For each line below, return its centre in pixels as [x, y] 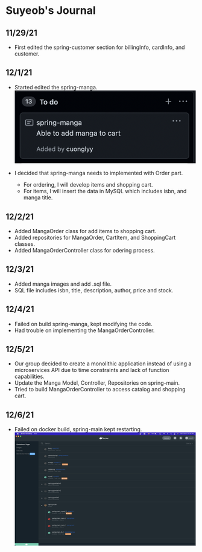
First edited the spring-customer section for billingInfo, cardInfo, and [99, 47]
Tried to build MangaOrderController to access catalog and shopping [100, 390]
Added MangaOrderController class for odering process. [84, 251]
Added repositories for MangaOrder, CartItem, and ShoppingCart [95, 238]
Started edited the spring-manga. [56, 87]
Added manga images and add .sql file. [63, 284]
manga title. [38, 197]
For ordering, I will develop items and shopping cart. [88, 185]
